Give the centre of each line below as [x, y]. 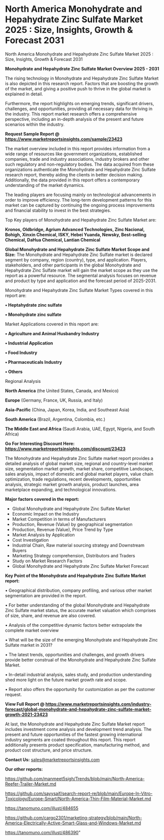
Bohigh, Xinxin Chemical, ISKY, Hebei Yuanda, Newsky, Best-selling [76, 234]
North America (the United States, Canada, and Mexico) [62, 391]
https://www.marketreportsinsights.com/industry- [98, 704]
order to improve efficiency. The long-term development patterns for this [78, 200]
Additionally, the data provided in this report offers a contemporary [72, 180]
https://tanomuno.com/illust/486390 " [43, 832]
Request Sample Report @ [32, 134]
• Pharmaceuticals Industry [34, 362]
